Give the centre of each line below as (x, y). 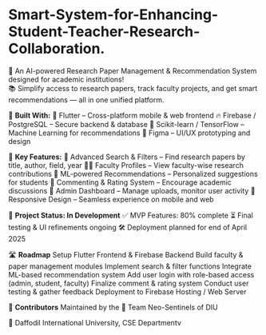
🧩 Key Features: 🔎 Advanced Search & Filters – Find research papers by (127, 157)
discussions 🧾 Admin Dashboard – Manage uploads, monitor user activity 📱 (132, 190)
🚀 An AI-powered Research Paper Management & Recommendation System (133, 70)
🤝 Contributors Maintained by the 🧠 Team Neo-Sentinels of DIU (113, 307)
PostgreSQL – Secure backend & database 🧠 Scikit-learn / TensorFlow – (127, 124)
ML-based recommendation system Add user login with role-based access (131, 274)
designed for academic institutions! (66, 79)
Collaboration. (57, 49)
